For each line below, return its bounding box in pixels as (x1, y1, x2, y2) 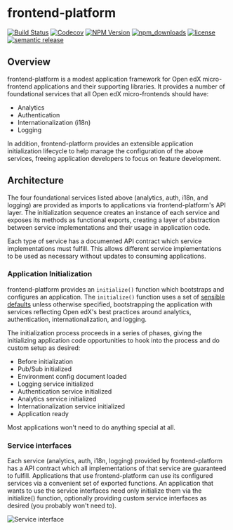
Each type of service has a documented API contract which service (7, 237, 202, 245)
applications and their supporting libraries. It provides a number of (34, 82, 226, 91)
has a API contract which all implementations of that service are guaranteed (7, 464, 227, 472)
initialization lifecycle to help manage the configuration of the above (7, 146, 204, 155)
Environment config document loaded (17, 372, 127, 380)
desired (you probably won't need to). (7, 501, 117, 510)
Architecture (7, 174, 65, 187)
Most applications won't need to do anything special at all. (7, 423, 175, 432)
